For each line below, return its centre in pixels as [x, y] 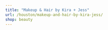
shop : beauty [19, 19]
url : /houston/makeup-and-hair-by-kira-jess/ [54, 15]
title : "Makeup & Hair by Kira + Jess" [47, 10]
